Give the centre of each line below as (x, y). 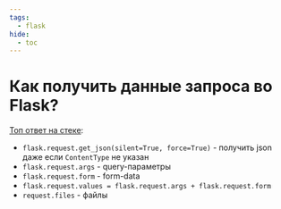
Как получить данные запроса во (141, 87)
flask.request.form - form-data (81, 176)
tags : (19, 17)
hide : (19, 34)
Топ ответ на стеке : (47, 130)
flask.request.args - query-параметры (97, 167)
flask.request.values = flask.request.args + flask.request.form (146, 187)
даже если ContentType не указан (85, 157)
